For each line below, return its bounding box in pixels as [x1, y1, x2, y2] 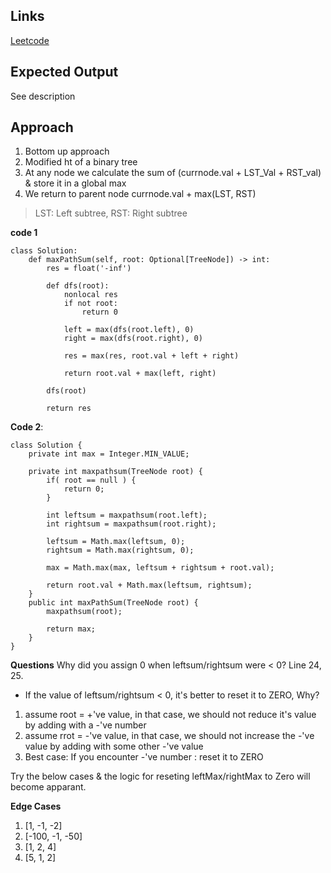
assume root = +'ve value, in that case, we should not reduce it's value [24, 709, 317, 721]
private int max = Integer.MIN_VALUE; [28, 449, 190, 459]
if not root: [63, 299, 118, 309]
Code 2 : [10, 421, 44, 433]
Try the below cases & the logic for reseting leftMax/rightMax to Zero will [10, 770, 311, 783]
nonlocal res [63, 290, 118, 300]
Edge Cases [10, 800, 62, 813]
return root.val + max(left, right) [63, 369, 217, 379]
